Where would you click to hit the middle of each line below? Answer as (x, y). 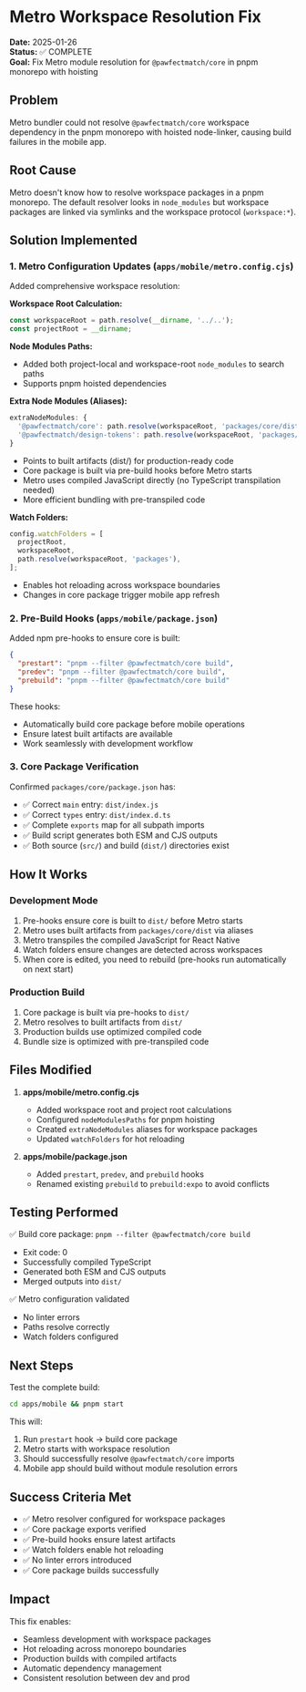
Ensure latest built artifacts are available (97, 733)
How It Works (49, 875)
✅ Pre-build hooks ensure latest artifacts (99, 1539)
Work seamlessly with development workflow (108, 743)
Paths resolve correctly (66, 1327)
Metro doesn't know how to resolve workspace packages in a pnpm (137, 192)
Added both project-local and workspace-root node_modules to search (153, 364)
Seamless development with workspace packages (117, 1639)
